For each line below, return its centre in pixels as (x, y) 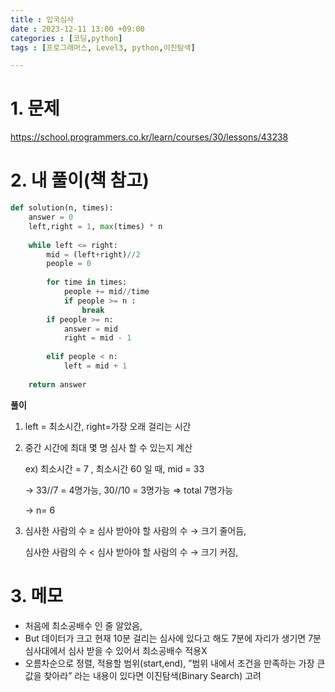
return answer (57, 384)
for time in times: (87, 282)
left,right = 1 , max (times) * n (95, 226)
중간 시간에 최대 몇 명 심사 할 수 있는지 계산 (108, 447)
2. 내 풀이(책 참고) (80, 180)
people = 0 (69, 264)
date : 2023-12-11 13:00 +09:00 (77, 29)
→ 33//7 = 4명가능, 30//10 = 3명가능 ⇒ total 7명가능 (129, 490)
